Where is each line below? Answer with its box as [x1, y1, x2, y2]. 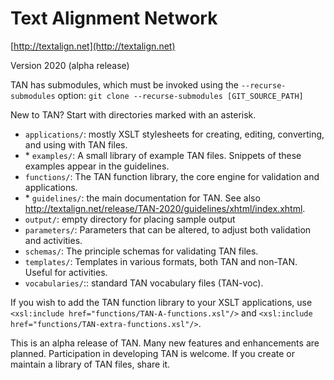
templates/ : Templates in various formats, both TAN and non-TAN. [24, 255, 298, 267]
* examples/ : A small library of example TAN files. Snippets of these [24, 149, 302, 161]
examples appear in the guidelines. [24, 160, 170, 172]
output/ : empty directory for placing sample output [24, 213, 236, 225]
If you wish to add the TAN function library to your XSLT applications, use [10, 296, 313, 308]
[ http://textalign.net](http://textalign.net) [10, 40, 176, 52]
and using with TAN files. [24, 138, 128, 151]
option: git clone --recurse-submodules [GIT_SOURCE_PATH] [57, 89, 304, 101]
